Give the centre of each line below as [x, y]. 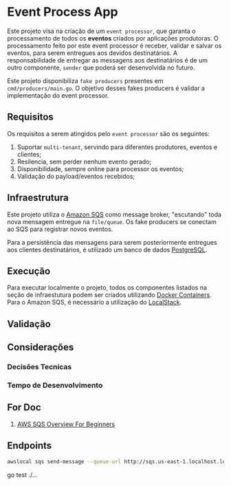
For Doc [24, 407]
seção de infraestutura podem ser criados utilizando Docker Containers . [109, 295]
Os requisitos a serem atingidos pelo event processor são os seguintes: [108, 133]
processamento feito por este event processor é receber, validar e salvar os [114, 45]
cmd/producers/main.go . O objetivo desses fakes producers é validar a [106, 88]
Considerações [41, 347]
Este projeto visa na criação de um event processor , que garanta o [101, 31]
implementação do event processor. [58, 95]
